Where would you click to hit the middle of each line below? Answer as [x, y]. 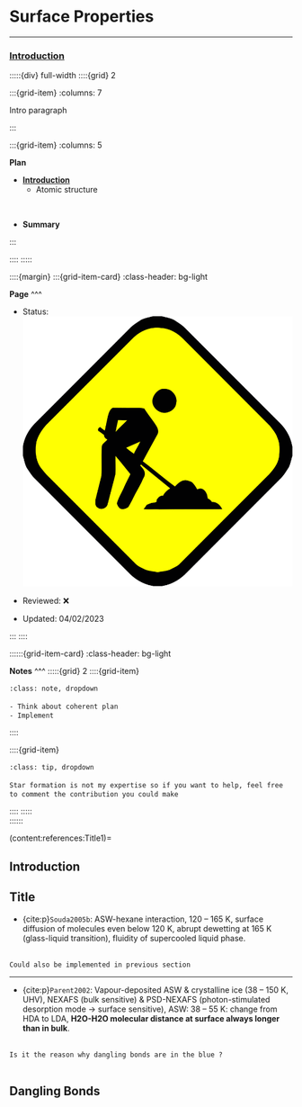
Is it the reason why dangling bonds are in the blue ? [116, 1055]
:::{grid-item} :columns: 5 [56, 145]
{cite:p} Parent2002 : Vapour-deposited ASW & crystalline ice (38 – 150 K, [155, 990]
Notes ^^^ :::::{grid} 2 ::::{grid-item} [74, 671]
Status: [36, 311]
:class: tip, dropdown [52, 768]
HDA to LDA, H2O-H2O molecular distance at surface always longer [151, 1018]
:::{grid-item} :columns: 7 [56, 93]
